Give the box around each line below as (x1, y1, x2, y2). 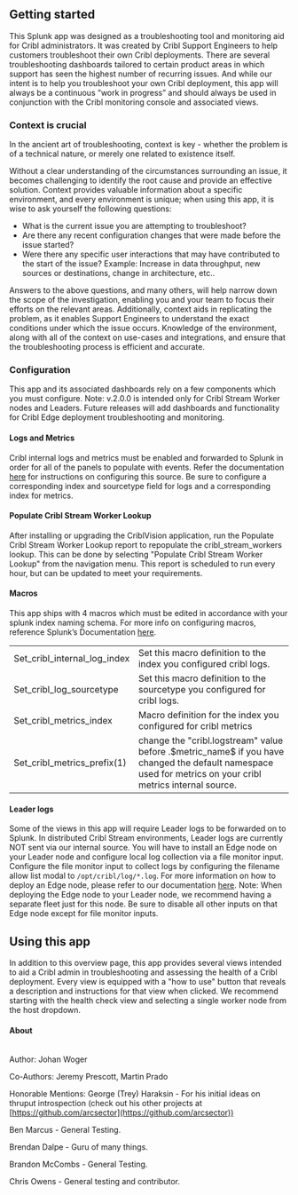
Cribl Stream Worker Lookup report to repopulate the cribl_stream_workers (9, 539, 282, 550)
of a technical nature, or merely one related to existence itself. (9, 148, 236, 159)
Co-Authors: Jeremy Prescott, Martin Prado (9, 1072, 169, 1082)
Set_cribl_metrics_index (13, 715, 113, 727)
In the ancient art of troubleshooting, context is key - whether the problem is (9, 139, 288, 150)
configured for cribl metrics (137, 720, 253, 732)
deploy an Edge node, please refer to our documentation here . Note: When (9, 880, 283, 890)
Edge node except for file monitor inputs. (9, 908, 159, 919)
